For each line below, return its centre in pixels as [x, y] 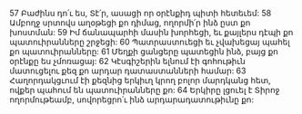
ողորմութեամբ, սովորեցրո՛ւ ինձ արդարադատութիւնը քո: [132, 100]
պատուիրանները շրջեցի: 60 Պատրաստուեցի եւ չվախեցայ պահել [150, 42]
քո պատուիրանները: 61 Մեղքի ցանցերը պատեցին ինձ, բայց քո [144, 52]
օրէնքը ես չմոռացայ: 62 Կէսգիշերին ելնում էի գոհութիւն [127, 61]
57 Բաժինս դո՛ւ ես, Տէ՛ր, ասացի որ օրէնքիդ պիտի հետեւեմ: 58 [141, 13]
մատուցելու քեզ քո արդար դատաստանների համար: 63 [128, 71]
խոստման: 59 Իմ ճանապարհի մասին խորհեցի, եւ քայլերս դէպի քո [151, 32]
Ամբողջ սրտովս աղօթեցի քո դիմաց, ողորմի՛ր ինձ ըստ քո [130, 23]
